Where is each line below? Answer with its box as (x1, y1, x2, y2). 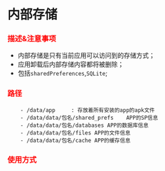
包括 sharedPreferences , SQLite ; (17, 69, 108, 78)
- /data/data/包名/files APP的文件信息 (20, 129, 131, 136)
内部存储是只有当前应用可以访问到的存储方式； (17, 51, 155, 60)
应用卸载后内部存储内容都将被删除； (17, 60, 124, 68)
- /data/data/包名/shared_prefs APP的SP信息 (20, 114, 159, 121)
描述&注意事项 (7, 33, 57, 43)
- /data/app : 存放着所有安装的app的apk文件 (20, 106, 155, 114)
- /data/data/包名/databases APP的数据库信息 (20, 122, 149, 129)
